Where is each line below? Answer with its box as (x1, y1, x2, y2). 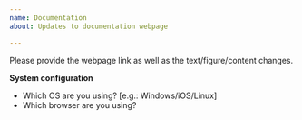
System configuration (9, 72, 93, 83)
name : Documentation (9, 13, 88, 23)
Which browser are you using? (22, 99, 137, 110)
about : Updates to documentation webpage (9, 22, 169, 31)
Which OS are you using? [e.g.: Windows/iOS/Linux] (22, 90, 218, 101)
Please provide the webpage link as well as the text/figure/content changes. (9, 55, 294, 65)
